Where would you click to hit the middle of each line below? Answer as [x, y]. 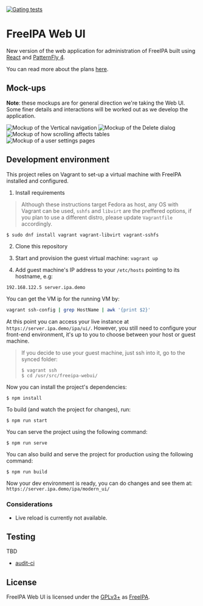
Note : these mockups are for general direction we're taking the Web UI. [96, 103]
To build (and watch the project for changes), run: [69, 409]
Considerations [29, 504]
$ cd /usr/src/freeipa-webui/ [60, 376]
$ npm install [24, 399]
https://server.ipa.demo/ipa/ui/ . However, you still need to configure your [101, 328]
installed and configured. [37, 181]
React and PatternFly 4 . [36, 57]
